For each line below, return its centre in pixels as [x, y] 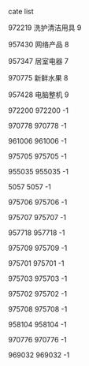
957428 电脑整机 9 [39, 95]
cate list [21, 11]
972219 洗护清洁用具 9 [45, 28]
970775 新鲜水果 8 [38, 78]
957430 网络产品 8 [39, 44]
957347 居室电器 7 [39, 61]
